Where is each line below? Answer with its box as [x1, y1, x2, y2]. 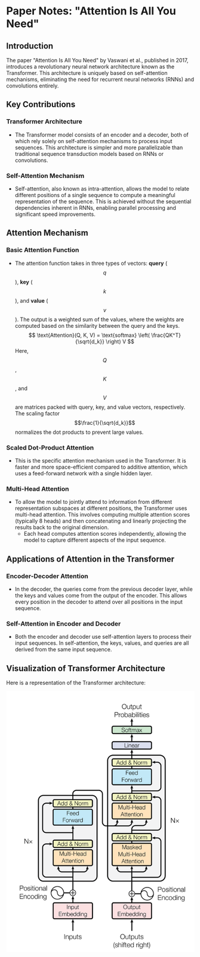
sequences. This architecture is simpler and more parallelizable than [14, 144, 183, 151]
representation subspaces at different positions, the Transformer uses [14, 505, 187, 512]
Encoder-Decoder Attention [6, 572, 88, 580]
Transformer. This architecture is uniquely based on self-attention [6, 70, 168, 76]
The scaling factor [14, 409, 60, 417]
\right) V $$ [105, 337, 134, 345]
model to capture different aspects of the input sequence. [23, 536, 166, 544]
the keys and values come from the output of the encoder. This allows [14, 591, 187, 599]
